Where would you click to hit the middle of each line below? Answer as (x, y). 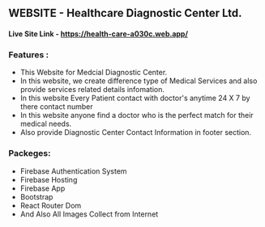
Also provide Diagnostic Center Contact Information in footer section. (136, 132)
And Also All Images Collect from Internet (89, 214)
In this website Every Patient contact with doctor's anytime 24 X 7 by (135, 98)
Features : (29, 54)
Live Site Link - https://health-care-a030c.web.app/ (98, 34)
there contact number (56, 107)
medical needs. (46, 124)
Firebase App (43, 188)
